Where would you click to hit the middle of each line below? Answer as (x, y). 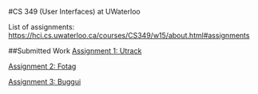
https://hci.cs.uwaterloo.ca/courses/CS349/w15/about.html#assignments (129, 35)
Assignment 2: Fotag (42, 66)
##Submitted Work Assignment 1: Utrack (75, 51)
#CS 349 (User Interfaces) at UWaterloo (75, 12)
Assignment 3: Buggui (45, 82)
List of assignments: (42, 27)
